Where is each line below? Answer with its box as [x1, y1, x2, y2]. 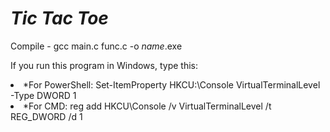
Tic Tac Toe [10, 7, 109, 30]
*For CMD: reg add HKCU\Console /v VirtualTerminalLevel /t [23, 100, 272, 112]
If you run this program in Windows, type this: [10, 59, 198, 71]
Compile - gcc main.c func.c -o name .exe [10, 40, 183, 52]
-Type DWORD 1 [10, 89, 77, 101]
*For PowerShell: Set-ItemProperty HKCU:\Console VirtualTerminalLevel [23, 78, 321, 91]
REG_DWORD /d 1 [10, 110, 83, 122]
